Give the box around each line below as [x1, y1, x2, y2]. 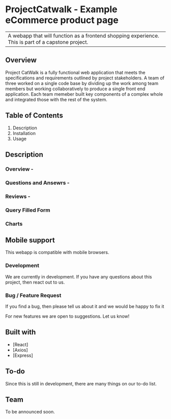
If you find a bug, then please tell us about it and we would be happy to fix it [5, 303, 164, 309]
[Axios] [12, 347, 28, 353]
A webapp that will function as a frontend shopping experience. [8, 32, 159, 39]
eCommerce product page [5, 14, 119, 26]
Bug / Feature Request [5, 292, 62, 299]
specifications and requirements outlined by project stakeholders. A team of [5, 75, 164, 81]
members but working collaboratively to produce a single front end [5, 86, 146, 92]
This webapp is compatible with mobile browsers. [5, 249, 109, 256]
